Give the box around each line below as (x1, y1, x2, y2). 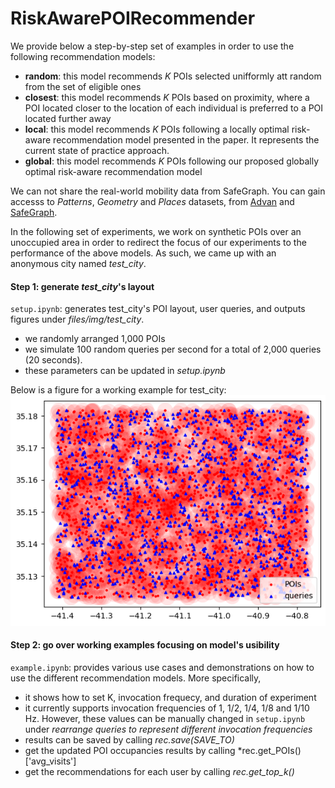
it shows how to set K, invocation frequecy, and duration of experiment (24, 691, 317, 703)
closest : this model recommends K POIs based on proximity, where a (24, 91, 310, 103)
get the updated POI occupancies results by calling (24, 744, 236, 756)
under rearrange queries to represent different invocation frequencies (24, 723, 313, 735)
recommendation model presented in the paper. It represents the (53, 133, 320, 146)
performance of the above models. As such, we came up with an (10, 247, 277, 259)
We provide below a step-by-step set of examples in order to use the (10, 40, 295, 52)
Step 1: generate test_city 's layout (10, 280, 155, 292)
